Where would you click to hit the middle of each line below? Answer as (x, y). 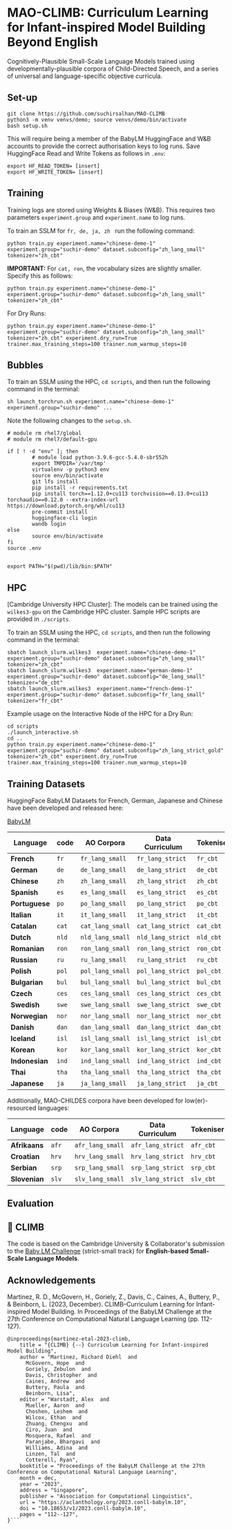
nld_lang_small (105, 938)
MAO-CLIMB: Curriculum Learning (108, 13)
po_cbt (207, 904)
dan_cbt (209, 1027)
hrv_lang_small (99, 1156)
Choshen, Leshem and (57, 1412)
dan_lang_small (105, 1027)
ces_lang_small (105, 994)
